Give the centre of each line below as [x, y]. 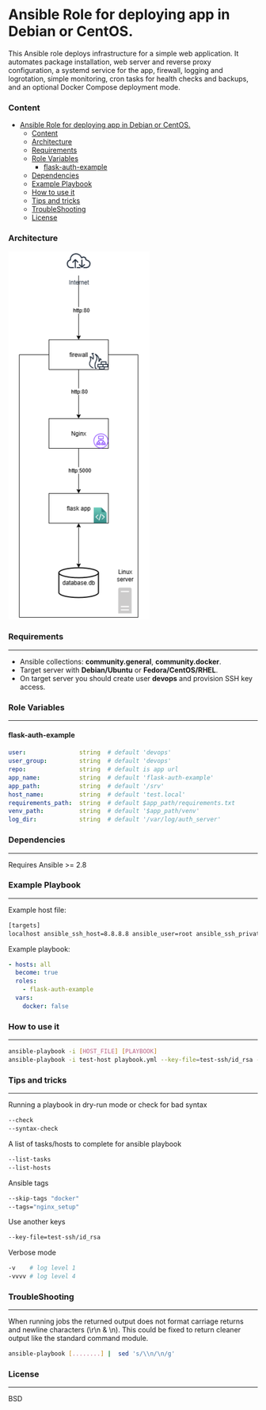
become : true [37, 973]
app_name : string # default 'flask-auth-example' [111, 778]
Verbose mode [32, 1253]
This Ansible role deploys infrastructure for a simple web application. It [123, 53]
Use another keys [37, 1222]
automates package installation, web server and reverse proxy [110, 62]
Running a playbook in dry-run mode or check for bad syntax [108, 1105]
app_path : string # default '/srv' [86, 786]
